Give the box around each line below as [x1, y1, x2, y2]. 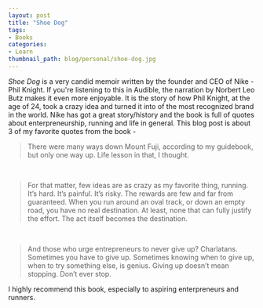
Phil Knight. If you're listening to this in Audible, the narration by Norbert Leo [8, 85, 255, 94]
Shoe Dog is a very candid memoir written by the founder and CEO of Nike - [8, 76, 254, 86]
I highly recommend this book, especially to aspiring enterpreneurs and [8, 284, 239, 294]
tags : [8, 26, 26, 34]
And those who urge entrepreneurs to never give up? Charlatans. [27, 244, 238, 253]
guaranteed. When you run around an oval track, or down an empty [27, 197, 246, 206]
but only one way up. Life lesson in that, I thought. [27, 150, 190, 159]
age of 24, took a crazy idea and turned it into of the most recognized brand [8, 101, 254, 111]
